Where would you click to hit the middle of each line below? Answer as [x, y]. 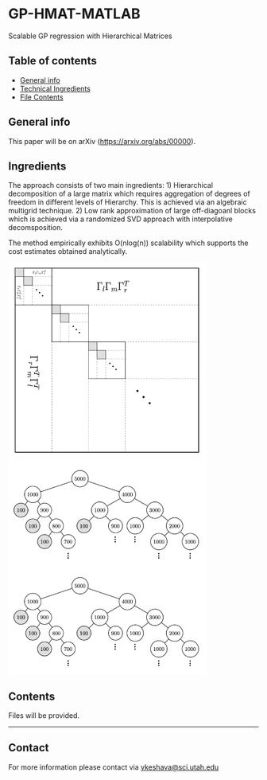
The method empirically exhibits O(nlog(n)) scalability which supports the [128, 243]
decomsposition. [36, 228]
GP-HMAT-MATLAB [74, 14]
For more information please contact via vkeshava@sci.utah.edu [114, 767]
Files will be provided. [44, 716]
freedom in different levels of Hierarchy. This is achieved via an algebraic [128, 202]
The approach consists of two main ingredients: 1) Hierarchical [110, 185]
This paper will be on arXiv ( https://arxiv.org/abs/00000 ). [102, 141]
